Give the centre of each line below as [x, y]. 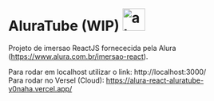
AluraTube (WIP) [64, 26]
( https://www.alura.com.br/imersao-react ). [78, 56]
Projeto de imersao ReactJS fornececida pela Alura [92, 48]
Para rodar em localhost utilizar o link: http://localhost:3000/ [107, 72]
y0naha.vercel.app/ [40, 88]
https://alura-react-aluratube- [155, 80]
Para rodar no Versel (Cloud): [56, 80]
